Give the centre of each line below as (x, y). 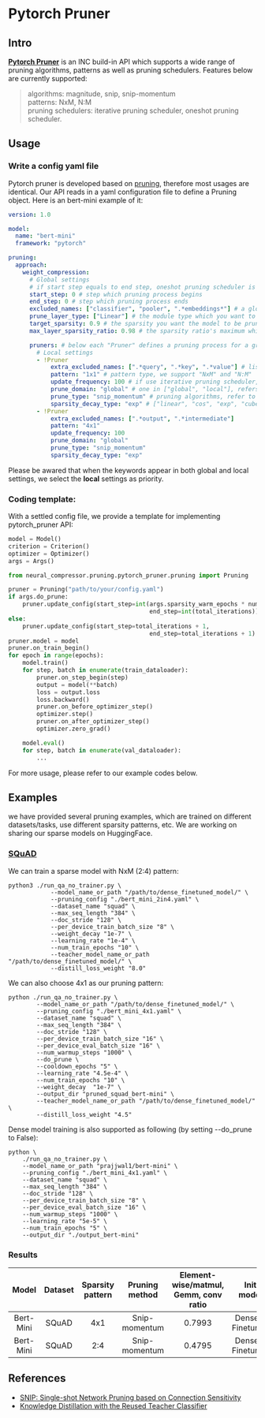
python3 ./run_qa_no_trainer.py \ (65, 885)
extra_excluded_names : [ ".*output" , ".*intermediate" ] (142, 419)
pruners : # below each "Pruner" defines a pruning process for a (138, 345)
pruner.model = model (44, 641)
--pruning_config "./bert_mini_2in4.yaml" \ (125, 899)
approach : (31, 265)
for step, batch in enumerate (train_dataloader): (106, 670)
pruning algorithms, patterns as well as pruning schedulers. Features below (131, 70)
